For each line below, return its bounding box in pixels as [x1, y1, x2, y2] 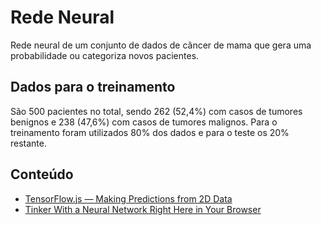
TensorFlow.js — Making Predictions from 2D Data [24, 192, 233, 205]
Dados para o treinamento [10, 79, 176, 96]
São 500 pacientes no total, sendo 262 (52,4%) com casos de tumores [10, 105, 303, 117]
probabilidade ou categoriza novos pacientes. [10, 49, 200, 61]
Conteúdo [10, 166, 74, 183]
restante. [10, 137, 48, 149]
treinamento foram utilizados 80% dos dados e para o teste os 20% [10, 126, 290, 138]
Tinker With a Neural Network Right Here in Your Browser [24, 203, 262, 215]
